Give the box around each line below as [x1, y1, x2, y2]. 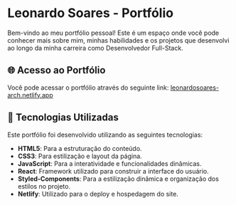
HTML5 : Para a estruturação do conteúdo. [17, 144, 142, 152]
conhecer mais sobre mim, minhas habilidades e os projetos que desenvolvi [7, 36, 230, 44]
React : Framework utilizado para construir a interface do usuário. [17, 167, 209, 175]
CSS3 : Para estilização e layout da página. [17, 152, 142, 160]
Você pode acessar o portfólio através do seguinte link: [7, 83, 169, 92]
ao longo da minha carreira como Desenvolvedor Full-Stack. [7, 43, 183, 52]
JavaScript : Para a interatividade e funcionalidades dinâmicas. [17, 159, 202, 168]
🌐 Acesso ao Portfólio [7, 64, 106, 76]
